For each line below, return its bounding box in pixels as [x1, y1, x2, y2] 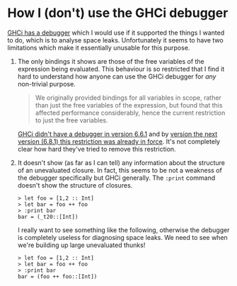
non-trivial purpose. [17, 79, 76, 88]
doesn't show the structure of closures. [17, 181, 133, 189]
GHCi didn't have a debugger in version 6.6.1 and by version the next [17, 130, 218, 138]
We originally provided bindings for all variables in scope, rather [35, 93, 221, 102]
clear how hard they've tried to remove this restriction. [17, 144, 176, 153]
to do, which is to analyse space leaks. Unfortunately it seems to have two [7, 35, 224, 44]
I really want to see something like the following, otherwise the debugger [17, 225, 230, 234]
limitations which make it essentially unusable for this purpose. [7, 43, 190, 52]
